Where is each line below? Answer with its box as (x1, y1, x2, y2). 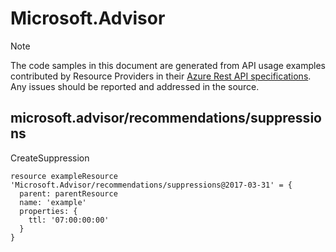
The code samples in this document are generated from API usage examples (10, 59, 326, 71)
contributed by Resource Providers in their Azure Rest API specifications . (10, 70, 312, 82)
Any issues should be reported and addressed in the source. (10, 80, 260, 92)
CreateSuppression (10, 152, 90, 164)
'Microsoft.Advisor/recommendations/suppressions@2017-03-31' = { (10, 180, 293, 190)
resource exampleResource (10, 171, 118, 181)
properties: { (19, 206, 78, 216)
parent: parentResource (19, 188, 118, 199)
